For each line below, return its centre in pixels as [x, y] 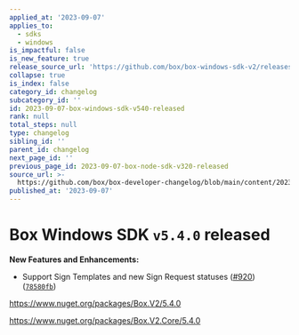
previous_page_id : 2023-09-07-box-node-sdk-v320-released [119, 166]
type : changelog [39, 133]
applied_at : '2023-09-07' [57, 17]
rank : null [29, 116]
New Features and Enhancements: [74, 259]
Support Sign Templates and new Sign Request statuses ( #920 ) [138, 276]
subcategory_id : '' [45, 100]
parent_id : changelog [49, 149]
